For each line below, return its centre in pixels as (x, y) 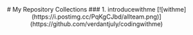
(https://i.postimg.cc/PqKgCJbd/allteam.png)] (96, 16)
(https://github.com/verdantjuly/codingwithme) (96, 24)
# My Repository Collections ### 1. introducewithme (81, 9)
